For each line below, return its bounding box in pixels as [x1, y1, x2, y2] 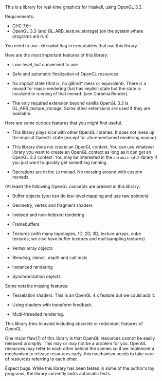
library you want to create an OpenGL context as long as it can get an [12, 149, 152, 155]
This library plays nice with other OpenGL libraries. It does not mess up [12, 129, 155, 135]
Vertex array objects [12, 245, 53, 251]
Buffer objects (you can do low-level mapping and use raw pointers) [12, 193, 149, 199]
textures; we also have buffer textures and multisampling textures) [12, 236, 145, 241]
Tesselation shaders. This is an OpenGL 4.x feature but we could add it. [12, 292, 156, 298]
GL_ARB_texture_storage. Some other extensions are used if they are [12, 106, 150, 111]
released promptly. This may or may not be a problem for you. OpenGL [5, 341, 147, 346]
